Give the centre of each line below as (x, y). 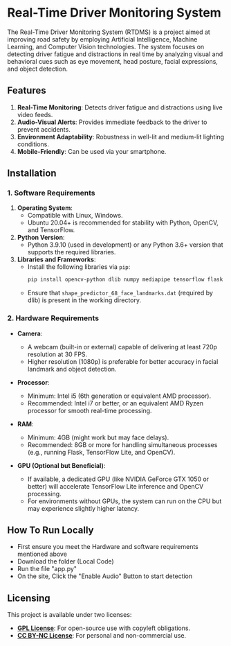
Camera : (30, 333)
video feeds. (35, 114)
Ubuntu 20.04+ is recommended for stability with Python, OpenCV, (123, 222)
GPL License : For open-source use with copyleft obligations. (104, 628)
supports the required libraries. (72, 252)
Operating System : (45, 208)
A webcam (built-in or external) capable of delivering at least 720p (122, 347)
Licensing (29, 598)
